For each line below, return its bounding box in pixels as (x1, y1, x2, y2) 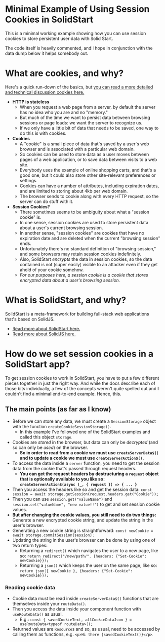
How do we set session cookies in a (5, 348, 154, 359)
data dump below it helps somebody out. (5, 50, 88, 56)
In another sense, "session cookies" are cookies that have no (19, 230, 145, 236)
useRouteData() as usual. (12, 611, 63, 617)
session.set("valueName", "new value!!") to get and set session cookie (12, 501, 160, 507)
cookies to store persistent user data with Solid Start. (5, 36, 113, 41)
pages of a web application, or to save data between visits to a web (19, 157, 157, 162)
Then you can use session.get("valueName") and (12, 496, 113, 502)
